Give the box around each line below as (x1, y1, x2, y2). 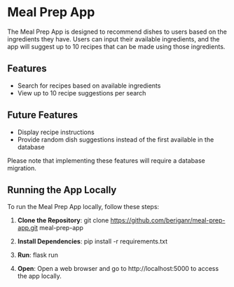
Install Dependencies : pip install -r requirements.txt (17, 237, 168, 246)
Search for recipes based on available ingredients (17, 81, 161, 90)
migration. (7, 163, 37, 172)
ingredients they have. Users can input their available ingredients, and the (7, 34, 220, 43)
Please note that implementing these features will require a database (7, 156, 205, 165)
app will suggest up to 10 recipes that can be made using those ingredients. (7, 42, 226, 51)
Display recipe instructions (17, 128, 95, 136)
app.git (17, 224, 39, 232)
